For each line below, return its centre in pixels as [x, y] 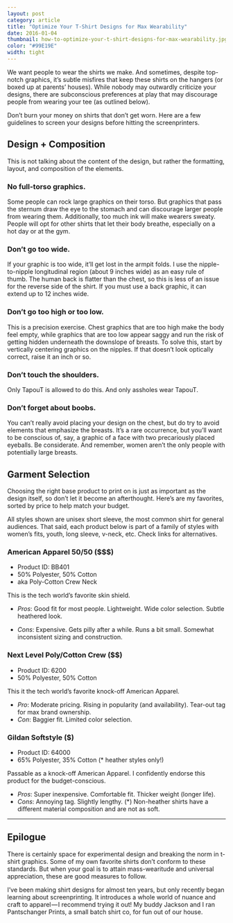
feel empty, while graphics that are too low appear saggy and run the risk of [115, 334]
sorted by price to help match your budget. [69, 505]
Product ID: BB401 [43, 567]
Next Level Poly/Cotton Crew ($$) [65, 655]
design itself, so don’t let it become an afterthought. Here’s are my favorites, [115, 498]
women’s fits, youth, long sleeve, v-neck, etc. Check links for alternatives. [112, 534]
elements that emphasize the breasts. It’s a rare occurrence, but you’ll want [115, 430]
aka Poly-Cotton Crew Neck [57, 582]
